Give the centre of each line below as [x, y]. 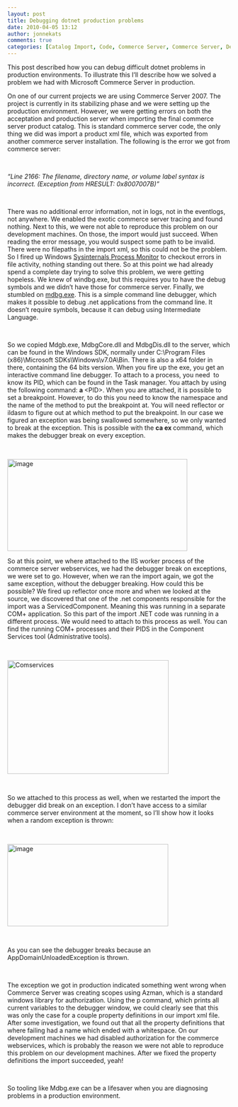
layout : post [27, 14]
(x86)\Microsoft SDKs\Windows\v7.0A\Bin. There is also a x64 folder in [110, 360]
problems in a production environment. [64, 1096]
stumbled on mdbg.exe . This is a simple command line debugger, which [112, 295]
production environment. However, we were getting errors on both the [109, 111]
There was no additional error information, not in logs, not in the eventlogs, [116, 211]
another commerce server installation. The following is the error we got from [119, 141]
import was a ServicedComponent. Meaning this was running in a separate [116, 606]
